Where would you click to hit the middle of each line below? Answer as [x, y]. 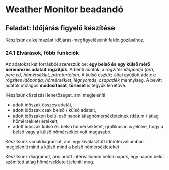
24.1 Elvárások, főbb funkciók [42, 53]
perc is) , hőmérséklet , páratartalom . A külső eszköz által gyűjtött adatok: [81, 75]
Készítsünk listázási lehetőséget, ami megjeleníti [55, 95]
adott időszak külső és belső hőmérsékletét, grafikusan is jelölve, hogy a [88, 127]
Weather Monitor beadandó [64, 9]
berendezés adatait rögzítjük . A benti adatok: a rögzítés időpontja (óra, [80, 70]
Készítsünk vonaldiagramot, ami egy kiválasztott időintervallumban [74, 142]
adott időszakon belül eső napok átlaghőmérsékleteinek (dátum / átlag [86, 116]
